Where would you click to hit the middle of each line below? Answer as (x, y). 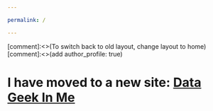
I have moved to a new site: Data (104, 82)
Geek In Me (41, 97)
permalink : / (27, 20)
